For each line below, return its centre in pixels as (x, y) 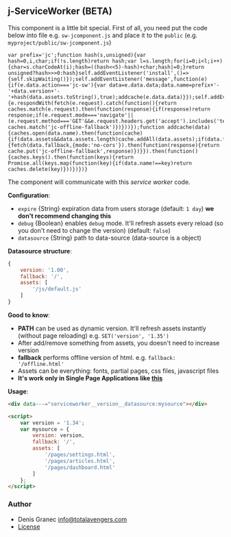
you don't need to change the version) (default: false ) (94, 230)
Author (20, 504)
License (29, 526)
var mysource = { (45, 429)
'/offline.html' (41, 364)
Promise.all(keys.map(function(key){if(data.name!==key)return (100, 163)
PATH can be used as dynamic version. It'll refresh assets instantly (112, 328)
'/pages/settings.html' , (80, 455)
